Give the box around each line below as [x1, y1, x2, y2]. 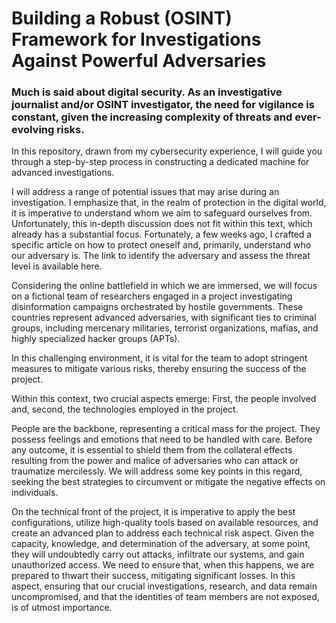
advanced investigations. [11, 167, 115, 179]
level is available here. [11, 260, 103, 272]
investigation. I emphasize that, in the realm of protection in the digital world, [11, 197, 327, 209]
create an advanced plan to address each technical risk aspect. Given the [11, 527, 315, 539]
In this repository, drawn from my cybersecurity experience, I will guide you [11, 145, 323, 157]
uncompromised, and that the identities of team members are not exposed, [11, 591, 320, 603]
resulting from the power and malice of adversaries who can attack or [11, 455, 299, 467]
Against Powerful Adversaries [11, 50, 267, 72]
